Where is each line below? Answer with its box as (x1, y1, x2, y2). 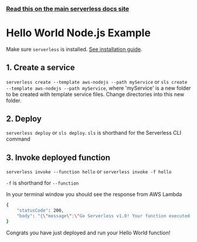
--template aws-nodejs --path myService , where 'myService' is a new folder (6, 84, 191, 91)
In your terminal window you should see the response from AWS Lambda (6, 191, 182, 198)
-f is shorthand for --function (6, 179, 79, 186)
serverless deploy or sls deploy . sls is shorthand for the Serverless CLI (6, 129, 182, 137)
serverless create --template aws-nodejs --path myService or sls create (6, 78, 188, 85)
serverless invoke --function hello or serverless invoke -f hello (6, 168, 172, 175)
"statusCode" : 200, (16, 207, 64, 214)
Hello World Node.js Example (6, 26, 151, 40)
